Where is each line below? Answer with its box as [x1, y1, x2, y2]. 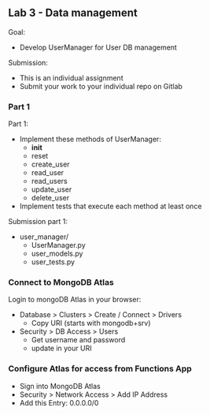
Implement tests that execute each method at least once [19, 201, 202, 211]
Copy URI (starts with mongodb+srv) [31, 319, 151, 328]
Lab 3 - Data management [8, 6, 138, 20]
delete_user [31, 193, 69, 203]
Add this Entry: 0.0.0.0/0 [19, 398, 99, 407]
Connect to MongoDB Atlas [8, 277, 114, 288]
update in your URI [31, 343, 92, 353]
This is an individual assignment [19, 73, 123, 82]
